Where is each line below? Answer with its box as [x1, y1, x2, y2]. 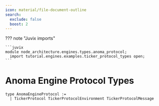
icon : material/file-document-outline [5, 7, 87, 13]
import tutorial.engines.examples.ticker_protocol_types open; [10, 54, 145, 59]
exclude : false [10, 17, 42, 22]
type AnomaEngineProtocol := [5, 92, 66, 97]
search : [5, 12, 22, 17]
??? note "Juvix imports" [5, 35, 55, 41]
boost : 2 [10, 21, 28, 27]
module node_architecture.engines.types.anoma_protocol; [5, 49, 127, 55]
